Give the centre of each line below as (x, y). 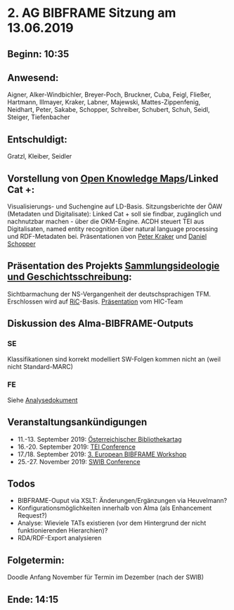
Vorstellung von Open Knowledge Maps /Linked (113, 179)
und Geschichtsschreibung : (70, 277)
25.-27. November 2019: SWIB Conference (79, 461)
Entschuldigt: (38, 139)
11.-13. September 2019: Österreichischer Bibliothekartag (99, 439)
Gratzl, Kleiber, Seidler (40, 156)
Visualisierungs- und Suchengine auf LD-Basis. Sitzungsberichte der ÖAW (115, 206)
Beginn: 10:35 (38, 54)
